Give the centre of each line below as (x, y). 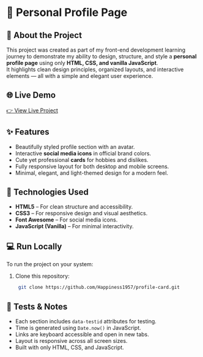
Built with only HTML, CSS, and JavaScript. (69, 347)
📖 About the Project (44, 35)
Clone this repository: (42, 276)
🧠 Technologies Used (47, 192)
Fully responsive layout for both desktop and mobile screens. (92, 166)
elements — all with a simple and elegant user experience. (80, 76)
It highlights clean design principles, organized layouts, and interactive (95, 69)
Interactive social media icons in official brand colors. (83, 153)
